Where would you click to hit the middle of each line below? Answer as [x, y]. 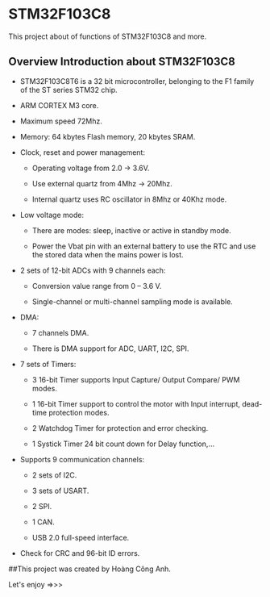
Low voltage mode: [52, 215]
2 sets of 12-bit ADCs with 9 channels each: [93, 270]
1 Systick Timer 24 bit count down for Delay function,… [123, 444]
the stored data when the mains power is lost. [108, 254]
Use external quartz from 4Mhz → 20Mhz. [102, 183]
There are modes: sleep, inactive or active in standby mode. [131, 230]
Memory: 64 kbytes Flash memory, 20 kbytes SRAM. [108, 136]
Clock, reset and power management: [82, 152]
